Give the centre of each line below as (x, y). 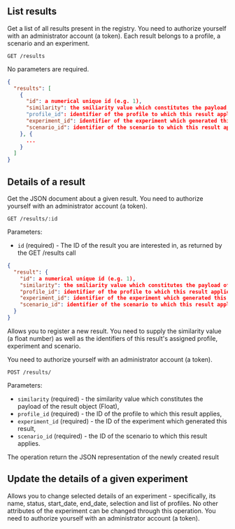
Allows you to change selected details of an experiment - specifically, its (112, 495)
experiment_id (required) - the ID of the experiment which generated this (122, 421)
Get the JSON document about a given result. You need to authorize (105, 198)
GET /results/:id (33, 219)
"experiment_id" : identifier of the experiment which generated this (123, 298)
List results (32, 12)
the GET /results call (47, 253)
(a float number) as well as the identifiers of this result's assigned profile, (113, 338)
